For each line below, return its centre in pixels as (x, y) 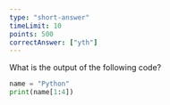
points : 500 (31, 34)
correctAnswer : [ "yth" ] (54, 42)
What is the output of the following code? (85, 68)
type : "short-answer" (50, 17)
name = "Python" (39, 84)
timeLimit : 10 (36, 26)
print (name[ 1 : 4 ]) (42, 93)
